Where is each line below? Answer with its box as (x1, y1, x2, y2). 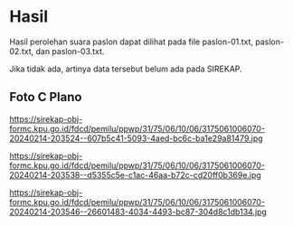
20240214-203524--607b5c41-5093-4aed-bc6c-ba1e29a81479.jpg (9, 133, 264, 144)
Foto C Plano (9, 89, 82, 105)
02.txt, (9, 45, 34, 56)
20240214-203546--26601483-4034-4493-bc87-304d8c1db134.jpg (9, 206, 267, 217)
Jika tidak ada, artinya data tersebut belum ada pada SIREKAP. (9, 63, 242, 74)
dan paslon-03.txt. (35, 45, 105, 56)
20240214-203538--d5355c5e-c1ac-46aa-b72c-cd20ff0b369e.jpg (9, 169, 262, 180)
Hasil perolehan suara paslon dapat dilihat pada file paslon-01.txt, (9, 36, 254, 47)
